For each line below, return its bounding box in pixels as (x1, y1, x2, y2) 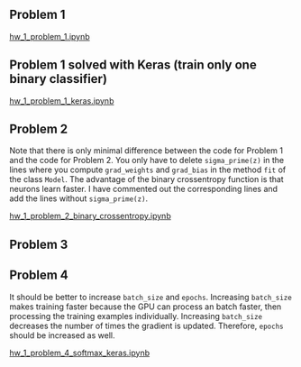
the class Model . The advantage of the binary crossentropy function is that (9, 174, 284, 185)
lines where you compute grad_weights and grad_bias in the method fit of (9, 164, 287, 175)
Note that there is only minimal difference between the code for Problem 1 (9, 145, 284, 156)
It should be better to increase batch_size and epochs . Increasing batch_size (9, 291, 293, 302)
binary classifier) (9, 71, 108, 87)
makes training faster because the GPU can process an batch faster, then (9, 301, 282, 312)
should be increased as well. (9, 329, 115, 341)
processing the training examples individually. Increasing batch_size (9, 310, 263, 321)
